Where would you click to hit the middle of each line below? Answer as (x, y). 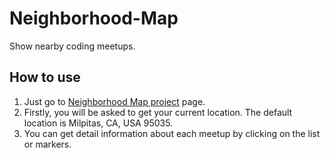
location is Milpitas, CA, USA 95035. (98, 123)
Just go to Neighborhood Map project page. (114, 101)
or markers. (47, 144)
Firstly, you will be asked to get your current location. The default (158, 112)
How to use (45, 77)
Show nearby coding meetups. (72, 46)
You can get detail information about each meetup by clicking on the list (172, 133)
